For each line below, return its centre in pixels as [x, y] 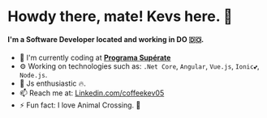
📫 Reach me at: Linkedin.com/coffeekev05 [92, 93]
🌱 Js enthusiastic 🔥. [53, 83]
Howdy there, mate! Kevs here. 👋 [120, 17]
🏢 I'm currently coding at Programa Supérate [95, 58]
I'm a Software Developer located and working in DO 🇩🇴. [106, 39]
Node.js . [33, 75]
